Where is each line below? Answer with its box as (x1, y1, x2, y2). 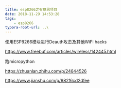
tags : (5, 16, 16, 21)
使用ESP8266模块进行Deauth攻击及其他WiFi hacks (5, 39, 107, 45)
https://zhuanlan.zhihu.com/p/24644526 (5, 68, 87, 74)
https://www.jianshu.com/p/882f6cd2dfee (5, 78, 90, 84)
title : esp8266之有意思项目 (5, 7, 57, 12)
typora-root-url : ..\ (5, 25, 49, 30)
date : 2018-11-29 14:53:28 (5, 12, 60, 16)
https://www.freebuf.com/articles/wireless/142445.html (5, 49, 116, 55)
